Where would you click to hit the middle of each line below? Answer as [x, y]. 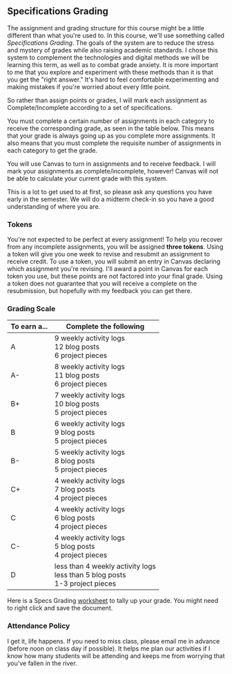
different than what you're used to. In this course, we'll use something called [116, 35]
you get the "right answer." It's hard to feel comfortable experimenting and [113, 79]
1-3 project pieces [85, 583]
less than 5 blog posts [90, 575]
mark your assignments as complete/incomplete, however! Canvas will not [113, 171]
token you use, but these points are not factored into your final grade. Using [115, 277]
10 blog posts [77, 404]
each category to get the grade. [52, 150]
